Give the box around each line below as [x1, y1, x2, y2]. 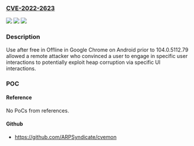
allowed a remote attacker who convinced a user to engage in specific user [6, 52, 188, 59]
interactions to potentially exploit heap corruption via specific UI [6, 59, 161, 66]
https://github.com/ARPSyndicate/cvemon [14, 133, 117, 140]
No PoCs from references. [6, 107, 69, 114]
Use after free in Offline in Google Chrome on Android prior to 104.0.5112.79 [6, 46, 189, 53]
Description [6, 33, 40, 41]
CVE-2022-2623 [6, 4, 55, 12]
